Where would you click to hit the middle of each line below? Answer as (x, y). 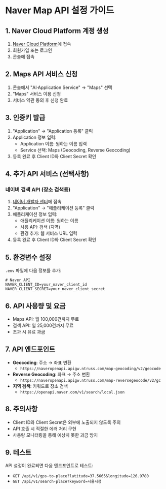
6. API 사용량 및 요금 (35, 306)
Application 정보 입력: (34, 137)
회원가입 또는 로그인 (32, 50)
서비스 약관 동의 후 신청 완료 (40, 100)
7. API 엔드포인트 (30, 349)
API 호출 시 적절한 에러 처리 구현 (45, 429)
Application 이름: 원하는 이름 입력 (53, 143)
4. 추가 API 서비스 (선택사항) (47, 174)
